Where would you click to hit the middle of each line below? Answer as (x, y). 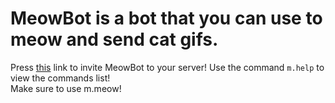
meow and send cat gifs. (114, 39)
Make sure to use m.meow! (66, 88)
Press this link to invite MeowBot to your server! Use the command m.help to (167, 67)
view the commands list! (60, 78)
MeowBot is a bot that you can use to (166, 18)
